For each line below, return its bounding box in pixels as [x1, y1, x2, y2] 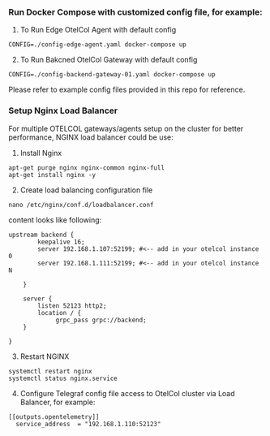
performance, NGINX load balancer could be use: [8, 132, 174, 142]
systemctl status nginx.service [8, 374, 118, 382]
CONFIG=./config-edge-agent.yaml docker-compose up [8, 41, 186, 49]
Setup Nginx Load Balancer [8, 105, 118, 116]
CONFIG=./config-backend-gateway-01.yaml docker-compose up [8, 71, 216, 79]
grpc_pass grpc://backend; [55, 316, 148, 324]
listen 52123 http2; [37, 301, 107, 310]
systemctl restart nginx [8, 367, 92, 375]
